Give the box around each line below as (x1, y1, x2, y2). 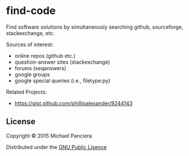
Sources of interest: (6, 41, 54, 48)
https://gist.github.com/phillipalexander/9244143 (14, 99, 133, 106)
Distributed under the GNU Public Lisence (6, 143, 107, 150)
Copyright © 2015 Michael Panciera (6, 132, 92, 139)
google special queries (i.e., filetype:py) (14, 77, 111, 84)
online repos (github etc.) (14, 52, 76, 59)
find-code (6, 4, 56, 18)
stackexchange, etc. (6, 29, 55, 36)
